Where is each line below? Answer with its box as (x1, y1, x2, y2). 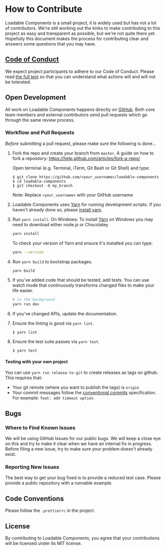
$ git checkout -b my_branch (12, 183, 73, 188)
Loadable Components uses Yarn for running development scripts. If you (12, 201, 161, 207)
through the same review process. (5, 117, 75, 123)
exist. (5, 451, 16, 457)
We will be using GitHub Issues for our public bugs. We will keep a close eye (5, 436, 161, 442)
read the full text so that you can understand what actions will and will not (5, 73, 156, 80)
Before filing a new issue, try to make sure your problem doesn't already (5, 446, 153, 452)
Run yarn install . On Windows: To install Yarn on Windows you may (12, 216, 154, 222)
